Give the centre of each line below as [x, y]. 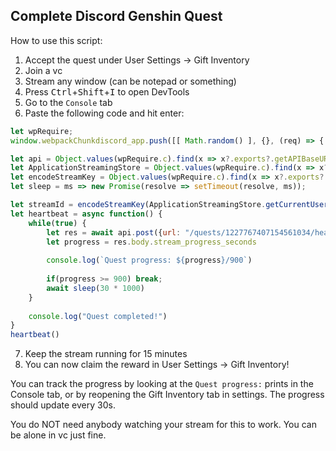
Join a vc [43, 70]
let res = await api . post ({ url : [114, 232]
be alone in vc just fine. [58, 435]
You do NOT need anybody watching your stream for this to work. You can [163, 425]
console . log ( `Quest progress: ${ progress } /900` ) [149, 260]
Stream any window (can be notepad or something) [130, 81]
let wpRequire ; [42, 131]
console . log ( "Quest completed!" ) [98, 316]
